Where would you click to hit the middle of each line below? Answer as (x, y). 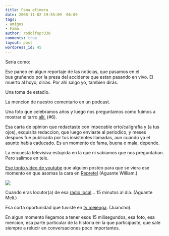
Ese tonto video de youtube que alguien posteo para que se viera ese (77, 167)
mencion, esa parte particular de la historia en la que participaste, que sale (83, 222)
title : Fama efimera (27, 10)
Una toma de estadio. (27, 92)
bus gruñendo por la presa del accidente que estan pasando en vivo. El (79, 77)
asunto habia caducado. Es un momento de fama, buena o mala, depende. (82, 143)
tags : (11, 19)
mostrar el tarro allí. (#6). (31, 117)
